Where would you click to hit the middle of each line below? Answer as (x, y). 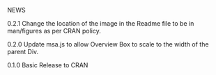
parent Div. (23, 52)
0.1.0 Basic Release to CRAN (48, 65)
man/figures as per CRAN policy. (54, 31)
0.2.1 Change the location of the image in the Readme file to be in (101, 23)
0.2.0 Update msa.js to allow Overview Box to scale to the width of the (108, 44)
